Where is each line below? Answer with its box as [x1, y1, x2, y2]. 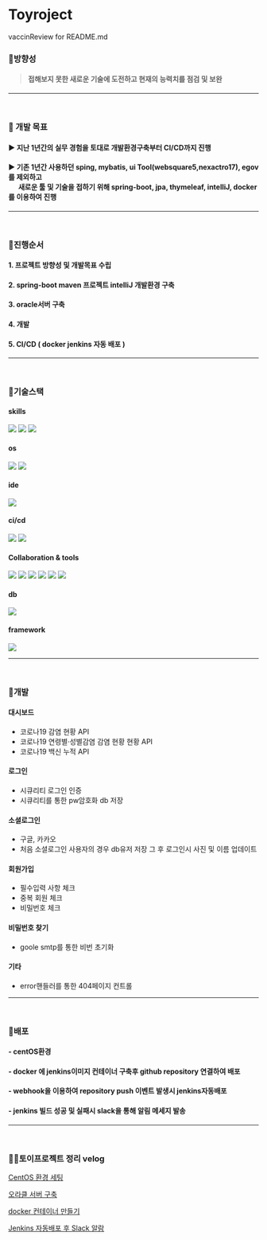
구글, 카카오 [19, 834, 57, 844]
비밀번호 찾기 [8, 922, 49, 932]
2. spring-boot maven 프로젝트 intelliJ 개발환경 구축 [8, 280, 175, 290]
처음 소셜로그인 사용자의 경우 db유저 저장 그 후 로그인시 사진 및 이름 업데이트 [19, 844, 257, 854]
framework [8, 625, 46, 634]
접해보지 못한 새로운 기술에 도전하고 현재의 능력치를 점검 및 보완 [27, 74, 222, 84]
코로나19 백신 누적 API [19, 747, 90, 756]
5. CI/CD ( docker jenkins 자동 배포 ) [8, 339, 126, 349]
